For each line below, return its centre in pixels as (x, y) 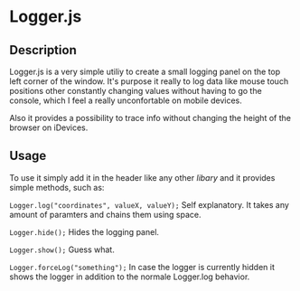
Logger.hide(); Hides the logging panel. (84, 231)
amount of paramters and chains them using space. (105, 214)
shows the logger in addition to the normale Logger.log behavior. (130, 277)
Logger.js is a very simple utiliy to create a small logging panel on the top (145, 71)
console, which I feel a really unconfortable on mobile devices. (126, 100)
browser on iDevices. (49, 127)
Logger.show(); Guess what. (62, 249)
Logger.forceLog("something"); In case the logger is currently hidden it (142, 267)
